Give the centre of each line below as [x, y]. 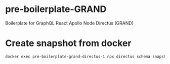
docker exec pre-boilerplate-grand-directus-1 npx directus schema [78, 56]
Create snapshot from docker [68, 43]
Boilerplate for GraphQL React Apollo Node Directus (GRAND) [70, 23]
